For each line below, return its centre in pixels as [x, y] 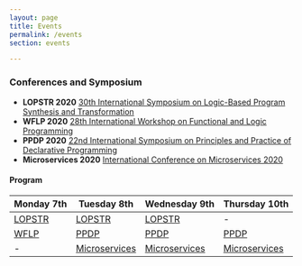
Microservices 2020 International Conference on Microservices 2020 [153, 160]
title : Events [36, 26]
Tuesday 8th [105, 204]
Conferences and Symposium [76, 82]
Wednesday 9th [179, 204]
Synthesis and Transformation [78, 111]
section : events [40, 43]
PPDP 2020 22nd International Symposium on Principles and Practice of [157, 140]
